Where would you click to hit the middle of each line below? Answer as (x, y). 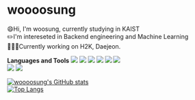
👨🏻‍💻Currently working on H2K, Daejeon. (64, 46)
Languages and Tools (38, 60)
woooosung (42, 10)
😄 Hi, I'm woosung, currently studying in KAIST (74, 29)
